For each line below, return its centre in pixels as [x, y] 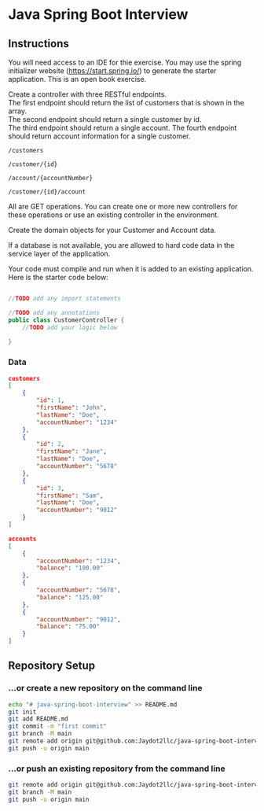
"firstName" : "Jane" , [72, 452]
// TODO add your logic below [70, 327]
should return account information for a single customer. [99, 136]
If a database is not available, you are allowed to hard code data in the [121, 245]
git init [22, 712]
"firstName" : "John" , [72, 408]
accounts [22, 539]
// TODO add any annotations [54, 312]
